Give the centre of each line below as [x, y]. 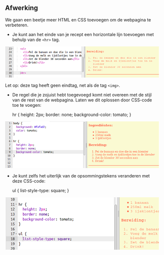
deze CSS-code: [29, 181]
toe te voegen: [27, 105]
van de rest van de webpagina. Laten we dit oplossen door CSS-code [82, 100]
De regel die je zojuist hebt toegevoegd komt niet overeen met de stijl [82, 95]
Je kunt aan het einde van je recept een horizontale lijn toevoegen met [83, 34]
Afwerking [21, 8]
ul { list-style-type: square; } [41, 191]
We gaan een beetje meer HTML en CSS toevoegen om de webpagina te [78, 20]
